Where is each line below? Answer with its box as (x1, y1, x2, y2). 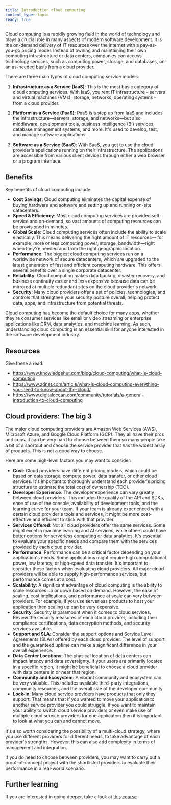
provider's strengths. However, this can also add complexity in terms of (5, 739, 156, 745)
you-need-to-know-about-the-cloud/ (12, 387, 91, 392)
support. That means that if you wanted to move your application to (12, 696, 155, 702)
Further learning (5, 780, 58, 789)
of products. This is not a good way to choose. (5, 447, 104, 454)
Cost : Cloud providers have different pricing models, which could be (12, 467, 157, 473)
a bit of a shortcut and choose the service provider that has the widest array (5, 442, 166, 448)
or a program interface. (12, 158, 62, 164)
